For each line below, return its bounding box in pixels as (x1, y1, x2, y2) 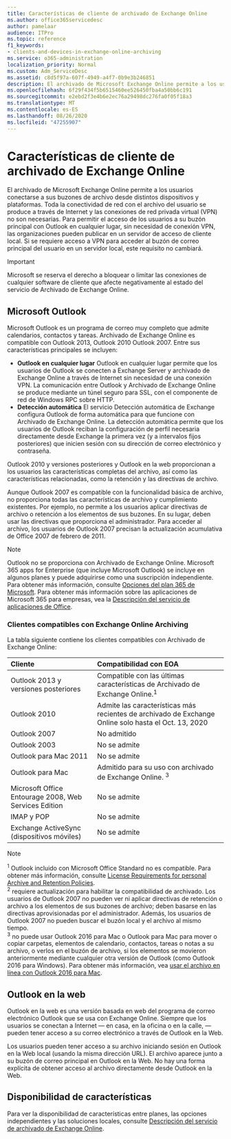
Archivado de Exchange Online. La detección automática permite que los (16, 418, 223, 426)
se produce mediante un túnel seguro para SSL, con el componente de (16, 388, 218, 396)
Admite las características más (97, 700, 197, 710)
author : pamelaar (7, 23, 57, 30)
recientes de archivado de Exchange (97, 709, 215, 718)
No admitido (97, 729, 137, 738)
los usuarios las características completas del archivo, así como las (7, 467, 198, 476)
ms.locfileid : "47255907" (7, 118, 81, 126)
